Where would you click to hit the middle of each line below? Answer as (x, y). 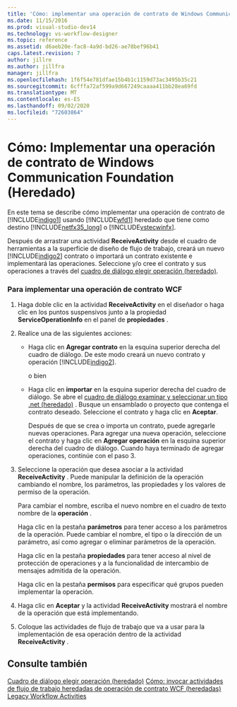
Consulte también (47, 664)
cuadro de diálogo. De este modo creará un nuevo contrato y (117, 354)
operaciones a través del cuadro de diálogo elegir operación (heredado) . (113, 271)
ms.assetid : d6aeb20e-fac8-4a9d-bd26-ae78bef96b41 (83, 47)
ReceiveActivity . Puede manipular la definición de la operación (110, 477)
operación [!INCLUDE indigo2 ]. (72, 362)
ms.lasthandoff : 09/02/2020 (49, 106)
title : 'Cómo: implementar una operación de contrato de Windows (105, 14)
